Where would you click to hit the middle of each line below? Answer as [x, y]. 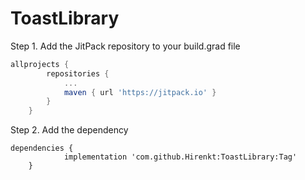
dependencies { [42, 148]
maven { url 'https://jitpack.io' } [140, 92]
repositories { [78, 73]
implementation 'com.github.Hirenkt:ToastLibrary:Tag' [180, 157]
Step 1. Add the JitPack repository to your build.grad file [125, 46]
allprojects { [40, 64]
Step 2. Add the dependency [69, 130]
